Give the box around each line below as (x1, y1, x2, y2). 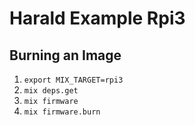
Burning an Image (9, 47, 122, 64)
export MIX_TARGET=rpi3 (23, 75, 124, 85)
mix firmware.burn (23, 107, 101, 117)
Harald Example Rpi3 (9, 7, 186, 30)
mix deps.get (23, 86, 79, 96)
